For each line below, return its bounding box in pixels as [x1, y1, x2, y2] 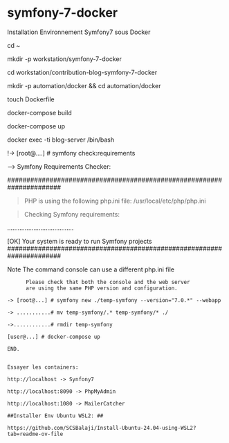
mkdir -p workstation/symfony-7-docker [7, 54, 122, 63]
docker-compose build [7, 108, 72, 117]
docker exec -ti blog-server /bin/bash [7, 135, 115, 144]
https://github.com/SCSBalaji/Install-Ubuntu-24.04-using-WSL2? [7, 424, 196, 431]
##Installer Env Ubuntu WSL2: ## [7, 412, 104, 419]
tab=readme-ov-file [7, 431, 64, 437]
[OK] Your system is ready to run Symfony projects [7, 237, 152, 245]
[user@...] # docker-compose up [7, 333, 100, 340]
